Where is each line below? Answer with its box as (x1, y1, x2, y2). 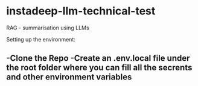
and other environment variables (6, 72, 132, 82)
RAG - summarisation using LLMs (6, 24, 89, 31)
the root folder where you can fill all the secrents (6, 63, 193, 73)
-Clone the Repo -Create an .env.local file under (6, 53, 190, 64)
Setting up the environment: (6, 35, 75, 43)
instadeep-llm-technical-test (6, 4, 156, 18)
